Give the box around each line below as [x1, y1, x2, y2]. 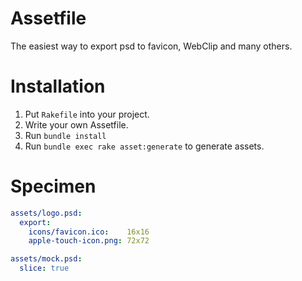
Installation [10, 75, 106, 98]
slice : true [19, 263, 70, 274]
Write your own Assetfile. [24, 118, 129, 131]
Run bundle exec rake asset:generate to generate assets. [24, 140, 265, 152]
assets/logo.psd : [10, 208, 83, 218]
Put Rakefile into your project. [24, 108, 150, 120]
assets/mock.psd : [10, 254, 83, 264]
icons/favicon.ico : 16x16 [28, 227, 150, 237]
